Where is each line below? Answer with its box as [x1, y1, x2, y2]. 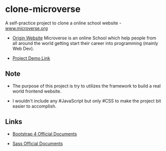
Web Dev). [12, 45, 34, 51]
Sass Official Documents [12, 141, 63, 147]
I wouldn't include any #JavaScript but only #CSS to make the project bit [12, 98, 162, 104]
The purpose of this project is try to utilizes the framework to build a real [12, 83, 161, 89]
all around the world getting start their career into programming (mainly [12, 40, 158, 46]
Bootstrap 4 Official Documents [12, 131, 77, 137]
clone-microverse [5, 3, 81, 15]
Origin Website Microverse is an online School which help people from [12, 35, 157, 41]
